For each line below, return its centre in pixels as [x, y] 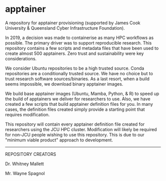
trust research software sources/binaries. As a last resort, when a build [77, 79]
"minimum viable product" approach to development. [59, 140]
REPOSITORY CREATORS [31, 154]
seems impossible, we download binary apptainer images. [64, 84]
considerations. [21, 58]
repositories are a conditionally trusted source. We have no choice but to [79, 73]
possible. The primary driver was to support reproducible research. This [79, 43]
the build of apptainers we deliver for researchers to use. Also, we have [78, 99]
